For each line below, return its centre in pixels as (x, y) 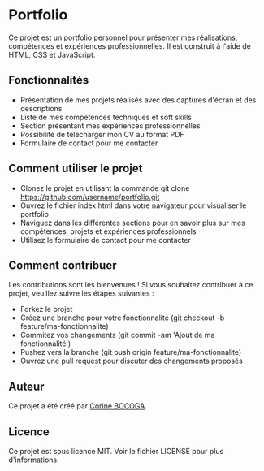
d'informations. (34, 460)
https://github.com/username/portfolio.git (90, 197)
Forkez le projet (46, 309)
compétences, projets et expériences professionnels (108, 231)
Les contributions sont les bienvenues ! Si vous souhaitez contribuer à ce (131, 285)
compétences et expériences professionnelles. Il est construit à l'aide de (130, 45)
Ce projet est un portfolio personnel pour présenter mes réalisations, (123, 37)
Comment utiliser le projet (76, 169)
